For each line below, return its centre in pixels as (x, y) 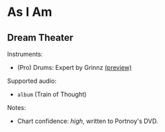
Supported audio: (32, 81)
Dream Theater (40, 38)
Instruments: (25, 54)
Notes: (17, 107)
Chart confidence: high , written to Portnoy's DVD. (88, 121)
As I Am (30, 12)
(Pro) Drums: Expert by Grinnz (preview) (75, 67)
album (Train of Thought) (52, 94)
